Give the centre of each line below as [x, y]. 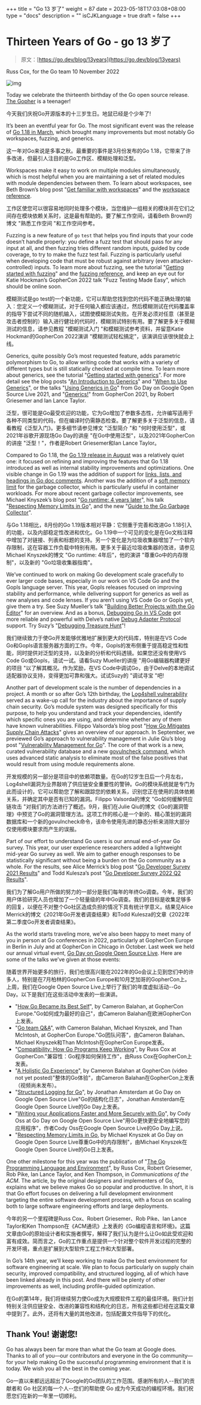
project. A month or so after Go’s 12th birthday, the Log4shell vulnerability [97, 693]
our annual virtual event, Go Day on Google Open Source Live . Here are [94, 953]
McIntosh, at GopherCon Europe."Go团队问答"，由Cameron [88, 1035]
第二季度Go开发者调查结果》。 [42, 922]
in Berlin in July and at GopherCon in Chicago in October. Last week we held [100, 946]
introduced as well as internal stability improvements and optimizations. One [100, 468]
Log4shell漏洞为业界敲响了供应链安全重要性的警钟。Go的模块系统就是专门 [98, 784]
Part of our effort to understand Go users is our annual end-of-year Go [93, 841]
